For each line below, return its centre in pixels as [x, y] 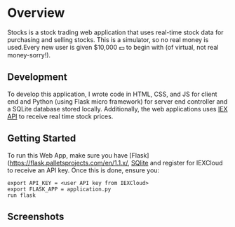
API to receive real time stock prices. [60, 116]
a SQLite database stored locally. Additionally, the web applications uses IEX [117, 109]
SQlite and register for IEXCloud [177, 163]
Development [38, 77]
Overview [36, 13]
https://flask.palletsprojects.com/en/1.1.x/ [69, 163]
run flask [22, 195]
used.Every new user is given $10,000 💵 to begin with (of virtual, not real [113, 47]
